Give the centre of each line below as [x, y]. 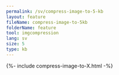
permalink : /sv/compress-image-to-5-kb [55, 11]
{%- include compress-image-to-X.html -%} [59, 66]
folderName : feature [31, 28]
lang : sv [17, 38]
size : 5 [16, 44]
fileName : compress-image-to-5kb [47, 22]
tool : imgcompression [33, 33]
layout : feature [26, 17]
